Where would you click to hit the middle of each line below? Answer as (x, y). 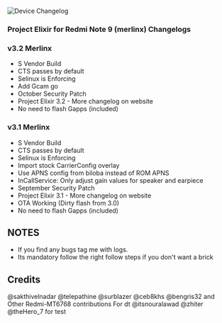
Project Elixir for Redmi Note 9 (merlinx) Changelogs (99, 29)
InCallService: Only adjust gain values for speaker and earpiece (110, 180)
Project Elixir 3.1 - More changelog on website (84, 195)
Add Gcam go (38, 86)
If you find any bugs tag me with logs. (73, 250)
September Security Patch (56, 188)
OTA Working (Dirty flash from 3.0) (68, 203)
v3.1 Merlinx (29, 127)
